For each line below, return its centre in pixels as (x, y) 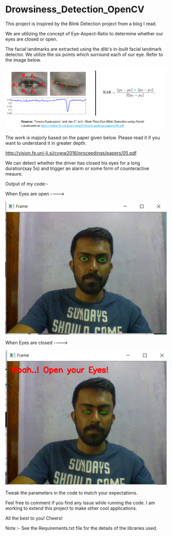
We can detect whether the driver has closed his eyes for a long (73, 163)
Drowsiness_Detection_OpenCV (75, 9)
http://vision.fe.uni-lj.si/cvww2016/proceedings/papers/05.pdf (71, 153)
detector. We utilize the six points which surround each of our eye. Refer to (84, 54)
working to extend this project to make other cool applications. (71, 508)
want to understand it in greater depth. (46, 143)
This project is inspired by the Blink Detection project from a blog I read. (81, 24)
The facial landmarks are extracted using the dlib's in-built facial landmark (84, 49)
